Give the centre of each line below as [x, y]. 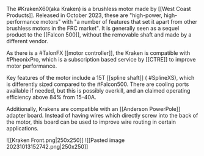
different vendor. [27, 41]
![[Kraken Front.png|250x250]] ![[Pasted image [66, 140]
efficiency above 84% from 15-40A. [51, 97]
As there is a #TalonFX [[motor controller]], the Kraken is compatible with [98, 53]
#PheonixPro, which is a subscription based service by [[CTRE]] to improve [101, 59]
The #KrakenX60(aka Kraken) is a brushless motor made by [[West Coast [99, 9]
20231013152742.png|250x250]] [47, 147]
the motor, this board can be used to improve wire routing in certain [91, 122]
